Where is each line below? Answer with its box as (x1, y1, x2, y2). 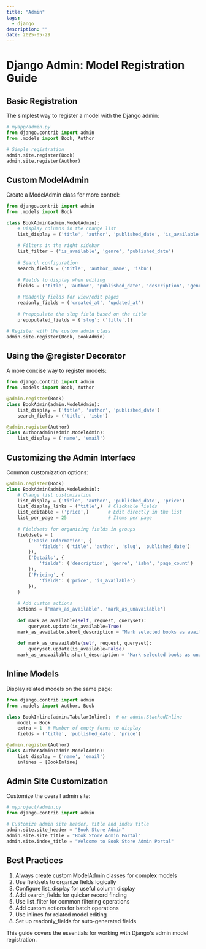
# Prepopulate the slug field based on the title (17, 311, 147, 317)
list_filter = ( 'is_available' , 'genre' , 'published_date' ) (17, 248, 174, 255)
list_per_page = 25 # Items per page (17, 515, 152, 521)
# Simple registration (6, 146, 64, 152)
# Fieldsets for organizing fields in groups (17, 526, 136, 532)
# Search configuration (17, 260, 78, 266)
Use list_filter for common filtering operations (15, 897, 130, 905)
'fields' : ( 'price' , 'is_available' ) (39, 577, 136, 584)
